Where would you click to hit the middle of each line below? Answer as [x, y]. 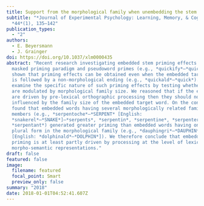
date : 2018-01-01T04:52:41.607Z [47, 193]
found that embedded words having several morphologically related [99, 108]
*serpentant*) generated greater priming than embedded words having [101, 126]
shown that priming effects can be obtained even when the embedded [100, 74]
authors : [17, 40]
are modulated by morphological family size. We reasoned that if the [103, 91]
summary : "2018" [27, 188]
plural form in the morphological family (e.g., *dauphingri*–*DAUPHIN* [106, 131]
